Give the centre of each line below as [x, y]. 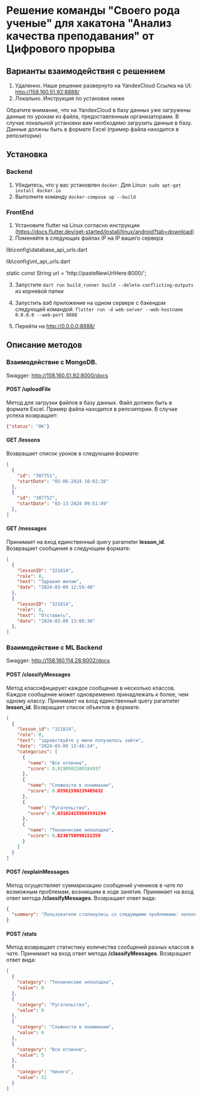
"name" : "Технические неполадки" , [71, 830]
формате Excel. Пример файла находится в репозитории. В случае [92, 409]
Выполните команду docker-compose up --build [75, 196]
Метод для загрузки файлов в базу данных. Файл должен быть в [89, 402]
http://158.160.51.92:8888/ [47, 92]
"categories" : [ [38, 752]
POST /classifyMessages [38, 675]
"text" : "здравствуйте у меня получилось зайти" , [81, 741]
